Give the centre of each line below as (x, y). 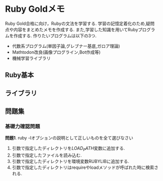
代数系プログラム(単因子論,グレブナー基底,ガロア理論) (66, 46)
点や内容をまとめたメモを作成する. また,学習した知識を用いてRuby (72, 29)
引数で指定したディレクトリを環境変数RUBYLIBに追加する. (71, 161)
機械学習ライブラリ (31, 58)
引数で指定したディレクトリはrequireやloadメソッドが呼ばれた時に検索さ (85, 167)
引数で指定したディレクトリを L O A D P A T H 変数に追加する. (68, 149)
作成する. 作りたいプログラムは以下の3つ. (55, 36)
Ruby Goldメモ (35, 9)
